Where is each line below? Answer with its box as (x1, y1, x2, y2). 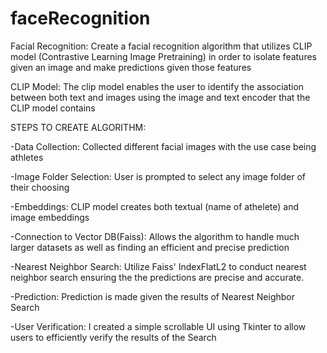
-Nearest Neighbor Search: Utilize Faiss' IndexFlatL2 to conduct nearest (10, 260, 307, 272)
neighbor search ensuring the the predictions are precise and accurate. (10, 271, 305, 283)
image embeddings (10, 211, 90, 223)
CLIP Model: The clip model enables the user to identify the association (10, 80, 305, 92)
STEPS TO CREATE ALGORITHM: (10, 121, 147, 133)
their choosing (10, 181, 70, 193)
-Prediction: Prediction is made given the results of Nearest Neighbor (10, 290, 296, 302)
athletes (10, 151, 44, 163)
